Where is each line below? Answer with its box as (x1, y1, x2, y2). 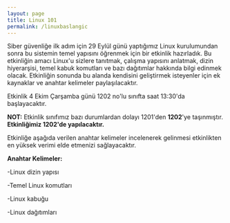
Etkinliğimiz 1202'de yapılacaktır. (7, 121, 105, 129)
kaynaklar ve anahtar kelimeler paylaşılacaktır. (7, 79, 138, 87)
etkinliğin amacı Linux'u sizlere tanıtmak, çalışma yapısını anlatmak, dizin (7, 57, 214, 65)
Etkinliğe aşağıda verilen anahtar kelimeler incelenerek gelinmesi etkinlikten (7, 134, 222, 142)
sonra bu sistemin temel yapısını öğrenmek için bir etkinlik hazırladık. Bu (7, 49, 212, 57)
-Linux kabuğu (7, 195, 49, 203)
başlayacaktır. (7, 100, 47, 108)
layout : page (7, 10, 45, 17)
